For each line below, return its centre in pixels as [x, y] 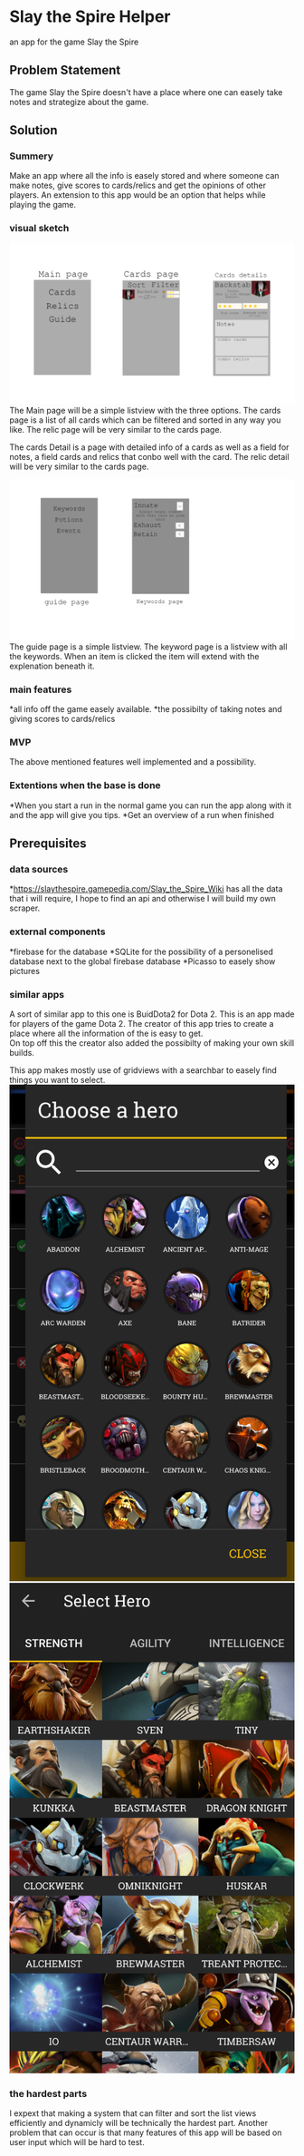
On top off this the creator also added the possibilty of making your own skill [152, 1043]
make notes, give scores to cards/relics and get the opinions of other [138, 185]
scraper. [25, 908]
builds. [22, 1052]
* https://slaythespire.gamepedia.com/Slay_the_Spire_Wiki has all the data [146, 889]
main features [41, 689]
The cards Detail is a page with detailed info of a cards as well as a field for [149, 447]
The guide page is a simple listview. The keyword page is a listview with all [148, 647]
